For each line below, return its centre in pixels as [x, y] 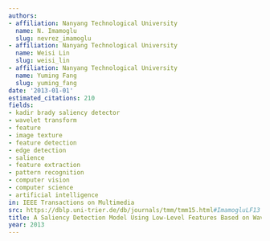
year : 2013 [27, 225]
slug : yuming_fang [47, 83]
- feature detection [43, 143]
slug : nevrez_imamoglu [53, 38]
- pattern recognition [46, 173]
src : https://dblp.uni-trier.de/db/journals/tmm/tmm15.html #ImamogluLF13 [135, 210]
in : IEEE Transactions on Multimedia [72, 202]
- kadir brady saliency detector [64, 113]
